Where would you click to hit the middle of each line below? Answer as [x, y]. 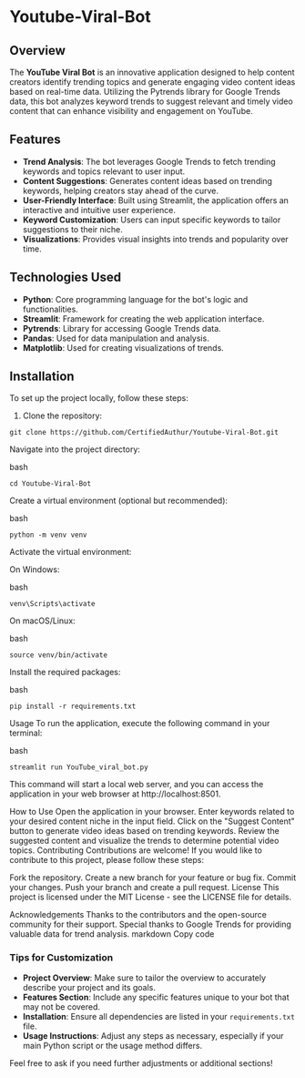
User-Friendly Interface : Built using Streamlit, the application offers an [156, 200]
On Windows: [35, 570]
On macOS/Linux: [42, 621]
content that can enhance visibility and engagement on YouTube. [131, 111]
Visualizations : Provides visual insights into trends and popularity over [155, 239]
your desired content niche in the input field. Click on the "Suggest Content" [152, 821]
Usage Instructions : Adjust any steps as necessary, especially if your [153, 1035]
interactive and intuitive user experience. [99, 210]
